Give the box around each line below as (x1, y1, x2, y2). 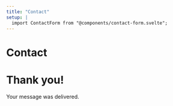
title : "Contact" (6, 8, 50, 15)
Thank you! (6, 73, 64, 87)
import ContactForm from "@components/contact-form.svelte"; (11, 20, 168, 26)
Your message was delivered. (6, 93, 79, 100)
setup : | (6, 14, 28, 20)
